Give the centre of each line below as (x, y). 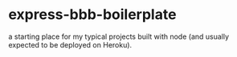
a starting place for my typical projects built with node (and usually (119, 36)
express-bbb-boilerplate (92, 15)
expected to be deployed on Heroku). (70, 44)
